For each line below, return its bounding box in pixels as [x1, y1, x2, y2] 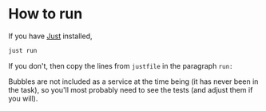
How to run [8, 5, 83, 23]
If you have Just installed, [8, 31, 93, 41]
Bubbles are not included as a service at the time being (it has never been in [8, 77, 259, 86]
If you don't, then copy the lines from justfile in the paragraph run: [8, 61, 233, 70]
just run [8, 46, 38, 54]
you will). [8, 93, 38, 103]
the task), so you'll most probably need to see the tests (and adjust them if [8, 85, 253, 94]
